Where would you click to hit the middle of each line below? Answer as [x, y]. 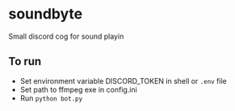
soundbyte [46, 14]
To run [25, 62]
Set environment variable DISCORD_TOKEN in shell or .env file [124, 80]
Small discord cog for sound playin [66, 36]
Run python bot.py [51, 98]
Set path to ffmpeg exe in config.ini [78, 89]
